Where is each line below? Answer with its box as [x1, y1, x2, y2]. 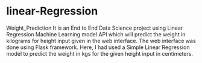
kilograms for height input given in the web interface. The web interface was [6, 37, 196, 44]
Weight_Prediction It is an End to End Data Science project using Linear [6, 24, 183, 31]
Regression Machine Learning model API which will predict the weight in [6, 30, 186, 38]
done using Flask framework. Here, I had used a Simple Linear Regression [6, 44, 190, 51]
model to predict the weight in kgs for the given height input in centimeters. [6, 50, 193, 57]
